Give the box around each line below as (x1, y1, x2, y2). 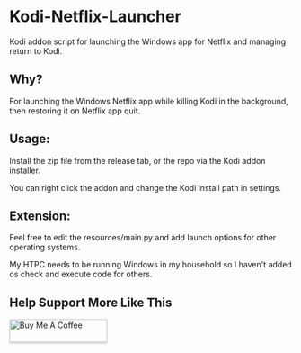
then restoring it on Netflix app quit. (9, 105, 141, 116)
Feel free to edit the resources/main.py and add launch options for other (9, 232, 277, 243)
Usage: (9, 131, 51, 147)
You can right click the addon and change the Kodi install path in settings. (9, 182, 281, 193)
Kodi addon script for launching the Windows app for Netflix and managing (9, 36, 287, 47)
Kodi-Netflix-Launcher (9, 6, 181, 27)
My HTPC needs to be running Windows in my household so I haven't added (9, 259, 292, 270)
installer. (9, 165, 40, 176)
